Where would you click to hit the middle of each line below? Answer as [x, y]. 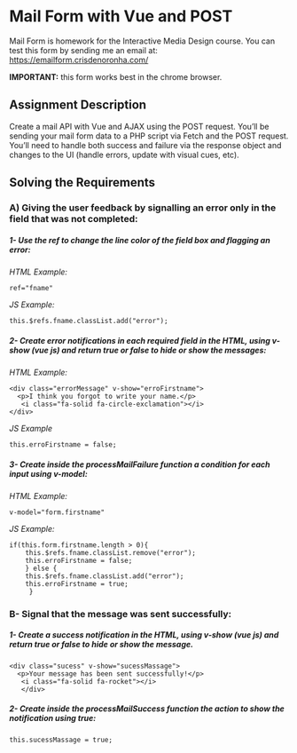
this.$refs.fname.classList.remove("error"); [111, 552]
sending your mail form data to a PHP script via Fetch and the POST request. [149, 136]
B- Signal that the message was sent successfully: [121, 614]
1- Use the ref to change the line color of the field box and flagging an [140, 240]
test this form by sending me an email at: [83, 50]
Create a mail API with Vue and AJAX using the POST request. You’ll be [139, 126]
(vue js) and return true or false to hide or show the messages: [149, 350]
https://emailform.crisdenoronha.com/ [79, 59]
